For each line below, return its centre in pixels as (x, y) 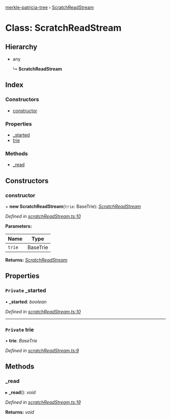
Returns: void (20, 412)
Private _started (26, 290)
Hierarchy (21, 47)
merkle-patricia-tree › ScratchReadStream (50, 7)
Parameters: (19, 226)
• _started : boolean (26, 302)
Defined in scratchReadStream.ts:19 (43, 402)
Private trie (20, 330)
